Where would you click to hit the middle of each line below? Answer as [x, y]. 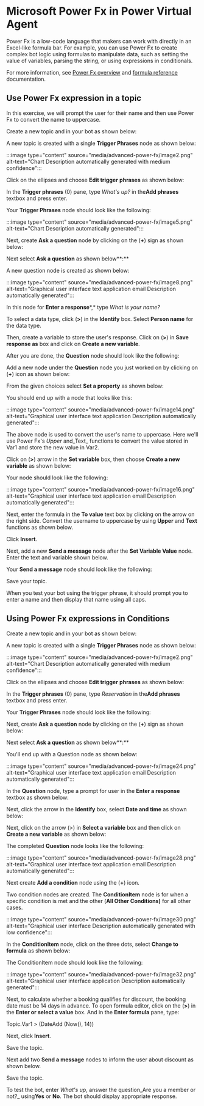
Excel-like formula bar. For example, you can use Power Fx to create [92, 48]
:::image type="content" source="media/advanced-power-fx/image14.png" [101, 409]
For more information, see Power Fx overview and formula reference [92, 72]
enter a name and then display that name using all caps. [76, 599]
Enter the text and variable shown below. [57, 557]
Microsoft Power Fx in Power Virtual [99, 11]
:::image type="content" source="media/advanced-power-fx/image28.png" [101, 858]
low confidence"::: [29, 932]
